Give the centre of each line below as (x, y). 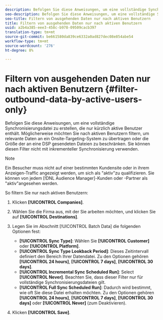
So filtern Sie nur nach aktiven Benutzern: (47, 193)
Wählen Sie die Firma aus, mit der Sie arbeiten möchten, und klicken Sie (84, 212)
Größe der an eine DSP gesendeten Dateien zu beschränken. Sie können (78, 144)
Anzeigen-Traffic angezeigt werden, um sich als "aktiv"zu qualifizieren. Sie (80, 173)
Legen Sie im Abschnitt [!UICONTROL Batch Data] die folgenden (76, 226)
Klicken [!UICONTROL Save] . (41, 313)
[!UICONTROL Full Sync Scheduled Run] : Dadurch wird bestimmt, (85, 287)
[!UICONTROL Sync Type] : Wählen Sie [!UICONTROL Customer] (84, 241)
